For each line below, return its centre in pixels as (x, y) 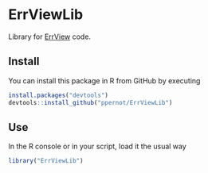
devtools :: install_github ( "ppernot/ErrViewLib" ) (90, 102)
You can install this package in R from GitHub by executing (104, 80)
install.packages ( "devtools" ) (59, 95)
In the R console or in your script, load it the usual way (98, 146)
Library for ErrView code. (50, 37)
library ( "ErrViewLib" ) (46, 161)
